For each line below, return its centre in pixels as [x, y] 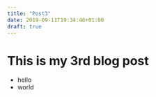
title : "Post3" [29, 14]
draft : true [24, 26]
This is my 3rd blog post [78, 61]
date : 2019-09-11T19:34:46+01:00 [56, 20]
